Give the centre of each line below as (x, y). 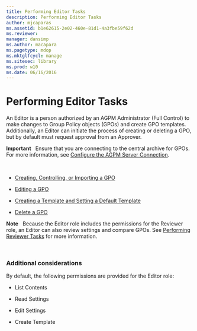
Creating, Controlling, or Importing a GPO (65, 178)
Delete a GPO (31, 212)
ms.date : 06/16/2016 (32, 72)
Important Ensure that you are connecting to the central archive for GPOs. (98, 148)
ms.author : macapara (32, 45)
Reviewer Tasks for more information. (52, 236)
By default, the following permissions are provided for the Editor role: (90, 276)
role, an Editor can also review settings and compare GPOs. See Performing (98, 230)
